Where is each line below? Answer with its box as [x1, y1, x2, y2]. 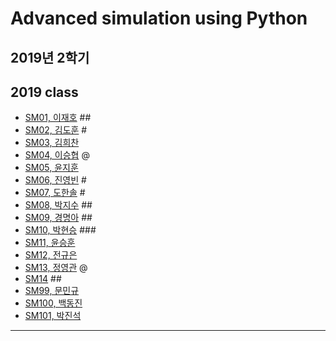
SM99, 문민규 [24, 285, 80, 297]
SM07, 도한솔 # [24, 187, 86, 199]
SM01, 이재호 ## [24, 112, 92, 124]
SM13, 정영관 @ [24, 262, 88, 274]
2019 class [10, 83, 79, 101]
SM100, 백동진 [24, 297, 83, 309]
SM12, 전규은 [24, 249, 78, 261]
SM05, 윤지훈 [24, 162, 79, 174]
